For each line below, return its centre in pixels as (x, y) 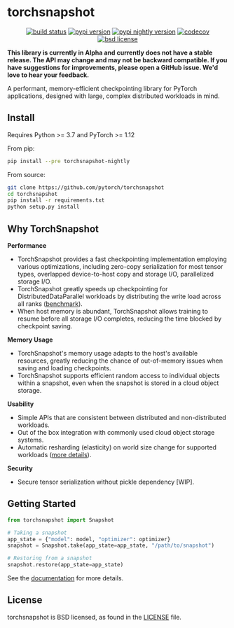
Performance (27, 245)
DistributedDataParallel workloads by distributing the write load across (119, 296)
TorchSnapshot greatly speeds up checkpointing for (92, 288)
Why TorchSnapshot (53, 229)
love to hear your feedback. (48, 75)
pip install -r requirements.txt (56, 200)
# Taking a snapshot (37, 533)
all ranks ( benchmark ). (50, 303)
